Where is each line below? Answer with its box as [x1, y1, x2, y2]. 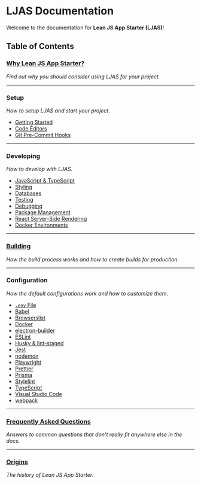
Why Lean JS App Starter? [6, 59, 85, 68]
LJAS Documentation [6, 4, 114, 18]
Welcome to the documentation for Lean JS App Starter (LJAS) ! [6, 24, 165, 31]
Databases [14, 190, 42, 197]
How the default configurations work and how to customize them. [6, 290, 169, 297]
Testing [14, 196, 34, 203]
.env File [14, 301, 36, 309]
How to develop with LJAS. [6, 166, 73, 173]
